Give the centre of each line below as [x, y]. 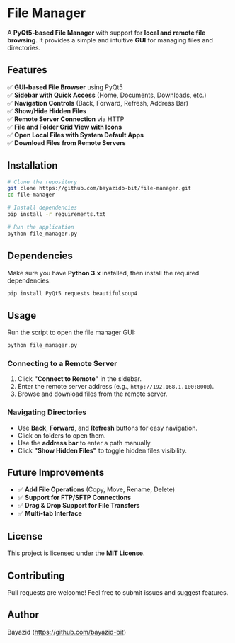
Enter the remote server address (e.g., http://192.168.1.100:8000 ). [116, 387]
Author [23, 615]
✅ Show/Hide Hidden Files [47, 110]
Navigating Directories [47, 412]
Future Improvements [56, 473]
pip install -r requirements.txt [57, 215]
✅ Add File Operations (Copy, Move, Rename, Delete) [96, 489]
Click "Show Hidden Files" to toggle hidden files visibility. [102, 450]
